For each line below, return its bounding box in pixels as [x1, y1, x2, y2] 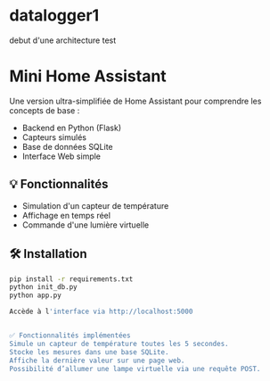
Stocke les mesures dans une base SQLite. [9, 347, 169, 357]
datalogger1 [9, 5, 100, 26]
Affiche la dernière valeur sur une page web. [9, 356, 185, 365]
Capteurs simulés [21, 131, 87, 143]
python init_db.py [9, 283, 78, 292]
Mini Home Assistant [9, 66, 167, 87]
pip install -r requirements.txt [9, 274, 134, 284]
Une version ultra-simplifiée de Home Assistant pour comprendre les [9, 95, 262, 106]
